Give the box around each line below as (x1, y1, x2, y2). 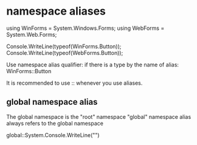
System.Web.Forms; (6, 30, 57, 38)
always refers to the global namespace (6, 119, 103, 127)
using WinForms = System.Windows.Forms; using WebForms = (6, 24, 165, 32)
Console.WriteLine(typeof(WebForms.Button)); (6, 49, 123, 56)
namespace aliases (6, 4, 106, 18)
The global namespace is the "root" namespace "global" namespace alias (6, 113, 192, 120)
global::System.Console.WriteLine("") (6, 131, 100, 138)
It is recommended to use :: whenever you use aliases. (6, 79, 143, 87)
